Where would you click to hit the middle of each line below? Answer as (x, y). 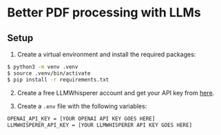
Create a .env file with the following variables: (82, 106)
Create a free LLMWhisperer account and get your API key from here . (116, 93)
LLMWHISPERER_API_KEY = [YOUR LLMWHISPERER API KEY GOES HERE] (100, 125)
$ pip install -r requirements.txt (58, 79)
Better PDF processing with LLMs (104, 13)
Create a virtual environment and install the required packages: (106, 54)
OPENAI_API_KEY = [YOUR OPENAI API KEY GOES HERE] (81, 119)
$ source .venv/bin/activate (49, 73)
